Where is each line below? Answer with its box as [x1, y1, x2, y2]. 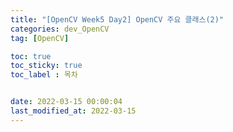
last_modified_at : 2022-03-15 [10, 106, 137, 116]
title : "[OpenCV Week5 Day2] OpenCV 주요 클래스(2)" [10, 14, 225, 25]
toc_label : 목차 [10, 70, 78, 80]
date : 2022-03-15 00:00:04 [10, 97, 123, 107]
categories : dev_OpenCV [10, 24, 110, 34]
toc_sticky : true [10, 61, 83, 71]
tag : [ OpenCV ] [10, 33, 70, 43]
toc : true [10, 51, 52, 61]
